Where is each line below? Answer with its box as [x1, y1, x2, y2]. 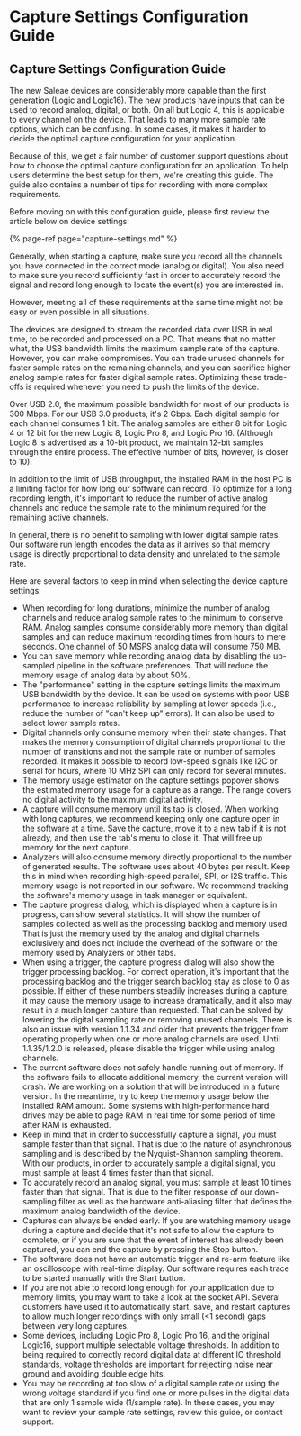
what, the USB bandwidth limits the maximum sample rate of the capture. [9, 343, 280, 353]
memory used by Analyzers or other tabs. [22, 948, 177, 958]
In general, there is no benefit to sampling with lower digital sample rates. [9, 530, 281, 540]
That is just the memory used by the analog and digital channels [22, 928, 260, 939]
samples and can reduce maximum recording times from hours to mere [22, 632, 286, 641]
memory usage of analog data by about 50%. [22, 669, 190, 680]
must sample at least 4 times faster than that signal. [22, 1168, 214, 1177]
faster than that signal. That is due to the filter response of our [22, 1186, 253, 1197]
